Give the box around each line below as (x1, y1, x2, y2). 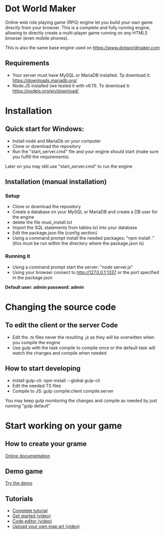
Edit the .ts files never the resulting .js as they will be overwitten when (12, 334, 155, 340)
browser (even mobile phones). (5, 35, 69, 41)
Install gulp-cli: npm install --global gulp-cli (12, 377, 100, 383)
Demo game (5, 467, 43, 475)
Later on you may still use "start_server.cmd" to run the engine (5, 163, 132, 169)
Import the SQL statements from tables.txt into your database (12, 224, 137, 230)
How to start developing (5, 364, 81, 373)
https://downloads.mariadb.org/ (12, 77, 78, 83)
